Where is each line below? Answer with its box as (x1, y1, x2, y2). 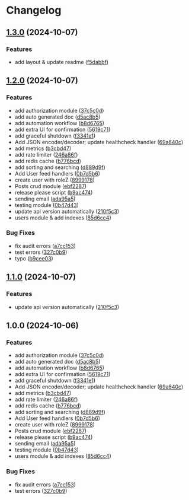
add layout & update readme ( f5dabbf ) (14, 58, 108, 65)
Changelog (6, 4, 62, 17)
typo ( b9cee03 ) (14, 254, 53, 262)
